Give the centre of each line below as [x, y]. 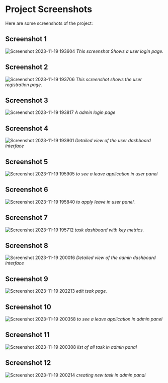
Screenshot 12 [28, 363]
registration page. [24, 85]
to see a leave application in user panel [117, 174]
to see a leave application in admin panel [120, 319]
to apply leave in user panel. [106, 202]
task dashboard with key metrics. [109, 230]
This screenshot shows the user [109, 79]
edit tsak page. [92, 291]
